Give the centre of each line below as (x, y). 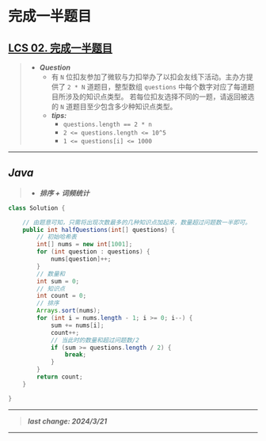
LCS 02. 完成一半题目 (61, 48)
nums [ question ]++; (81, 259)
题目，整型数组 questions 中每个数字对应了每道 (171, 87)
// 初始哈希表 (57, 237)
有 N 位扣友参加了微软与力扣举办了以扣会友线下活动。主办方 (149, 77)
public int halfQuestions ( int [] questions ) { (99, 230)
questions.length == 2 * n (108, 124)
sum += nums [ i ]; (77, 325)
